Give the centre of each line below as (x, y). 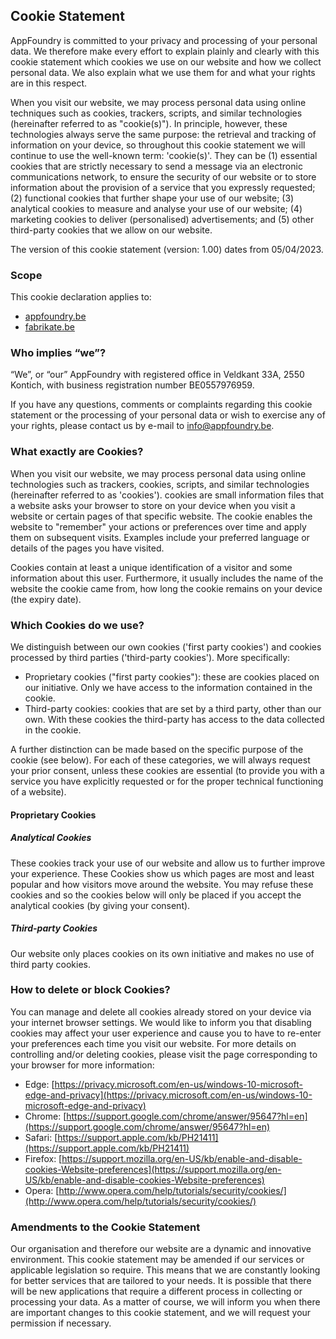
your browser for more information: (82, 1065)
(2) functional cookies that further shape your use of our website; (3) (152, 198)
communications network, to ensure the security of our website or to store (163, 176)
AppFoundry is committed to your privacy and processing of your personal (164, 40)
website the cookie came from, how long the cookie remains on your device (166, 588)
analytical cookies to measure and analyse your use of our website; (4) (156, 208)
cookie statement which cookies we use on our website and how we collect (166, 61)
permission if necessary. (61, 1323)
